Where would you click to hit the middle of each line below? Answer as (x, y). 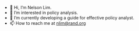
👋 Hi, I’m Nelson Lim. (30, 8)
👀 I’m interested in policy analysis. (44, 13)
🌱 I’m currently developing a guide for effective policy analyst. (72, 18)
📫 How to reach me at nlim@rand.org (48, 23)
